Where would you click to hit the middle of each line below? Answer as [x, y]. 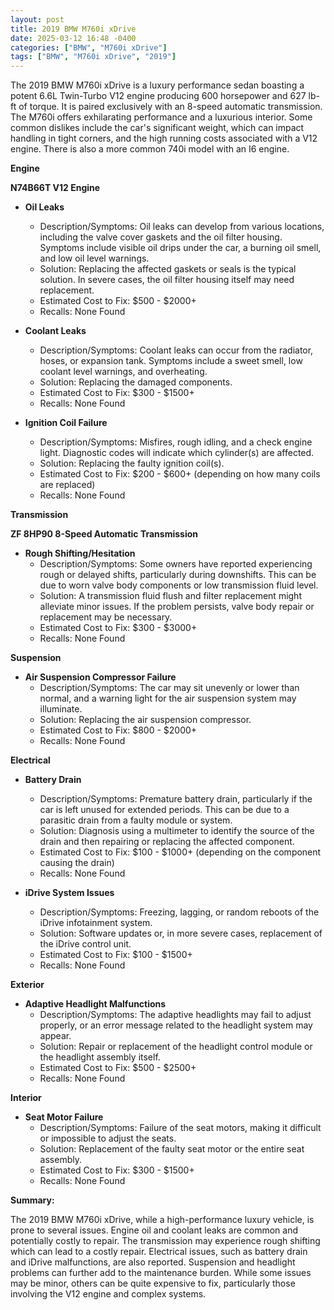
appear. [55, 1036]
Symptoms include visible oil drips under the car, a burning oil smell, [180, 248]
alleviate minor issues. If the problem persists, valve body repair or [177, 607]
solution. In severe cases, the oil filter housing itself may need [167, 280]
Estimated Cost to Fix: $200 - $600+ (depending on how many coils [180, 474]
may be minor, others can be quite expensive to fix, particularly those [153, 1283]
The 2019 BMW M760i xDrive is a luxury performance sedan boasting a [157, 85]
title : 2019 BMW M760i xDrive [73, 29]
